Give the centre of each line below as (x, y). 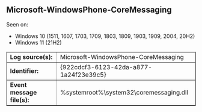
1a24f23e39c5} (83, 75)
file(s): (20, 100)
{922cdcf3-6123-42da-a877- (106, 67)
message (23, 92)
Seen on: (17, 24)
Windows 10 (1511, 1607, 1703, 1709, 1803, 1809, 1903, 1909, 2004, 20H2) (105, 36)
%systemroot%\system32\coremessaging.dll (124, 92)
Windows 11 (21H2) (38, 42)
